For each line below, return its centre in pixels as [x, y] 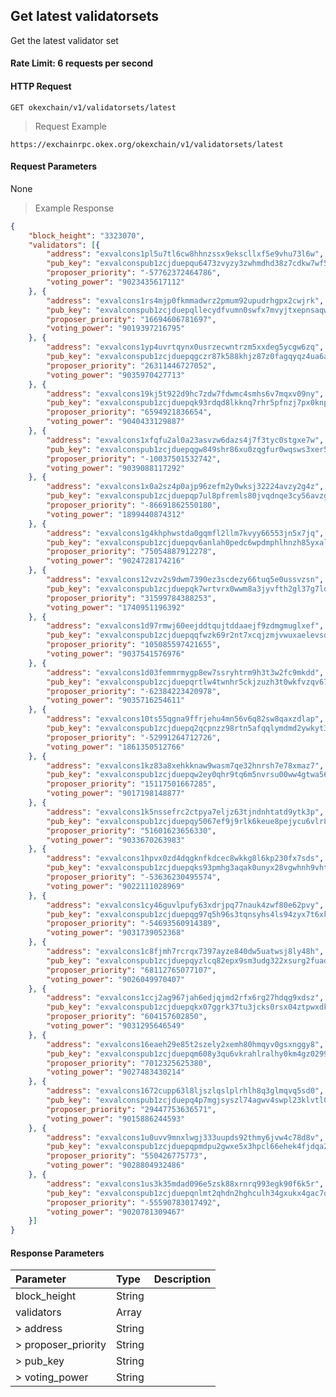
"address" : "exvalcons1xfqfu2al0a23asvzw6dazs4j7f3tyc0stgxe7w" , [185, 440]
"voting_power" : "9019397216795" [116, 329]
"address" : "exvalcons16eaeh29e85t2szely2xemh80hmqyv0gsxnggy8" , [185, 1044]
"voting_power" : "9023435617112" [116, 282]
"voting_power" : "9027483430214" [116, 1072]
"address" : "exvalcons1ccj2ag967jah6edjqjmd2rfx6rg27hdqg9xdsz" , [185, 998]
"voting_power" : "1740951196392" [116, 607]
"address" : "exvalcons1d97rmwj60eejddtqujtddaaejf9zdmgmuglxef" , [185, 626]
